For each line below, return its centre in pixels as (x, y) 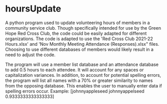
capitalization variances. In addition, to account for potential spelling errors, (83, 75)
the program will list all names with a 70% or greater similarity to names (79, 80)
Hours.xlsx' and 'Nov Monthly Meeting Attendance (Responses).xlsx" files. (82, 44)
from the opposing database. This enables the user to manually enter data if (83, 85)
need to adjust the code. (31, 55)
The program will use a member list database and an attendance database (82, 64)
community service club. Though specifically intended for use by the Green (83, 28)
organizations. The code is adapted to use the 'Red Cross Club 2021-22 (79, 39)
